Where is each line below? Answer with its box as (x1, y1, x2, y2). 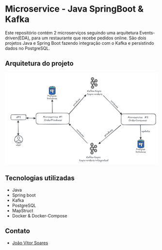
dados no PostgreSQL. (5, 45, 50, 51)
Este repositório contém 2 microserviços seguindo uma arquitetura (5, 30, 139, 36)
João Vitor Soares (12, 240, 49, 246)
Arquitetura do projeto (5, 59, 74, 68)
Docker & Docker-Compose (12, 213, 67, 218)
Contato (5, 227, 30, 235)
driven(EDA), (5, 35, 31, 41)
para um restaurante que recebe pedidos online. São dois (31, 35, 146, 41)
